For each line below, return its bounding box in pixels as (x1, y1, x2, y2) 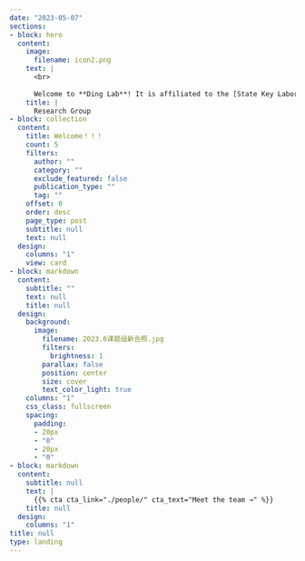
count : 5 (25, 140, 59, 149)
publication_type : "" (33, 183, 116, 192)
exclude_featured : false (33, 174, 128, 183)
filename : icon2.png (33, 55, 112, 65)
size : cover (42, 376, 88, 386)
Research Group (33, 106, 92, 115)
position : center (42, 368, 107, 377)
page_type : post (25, 215, 88, 225)
